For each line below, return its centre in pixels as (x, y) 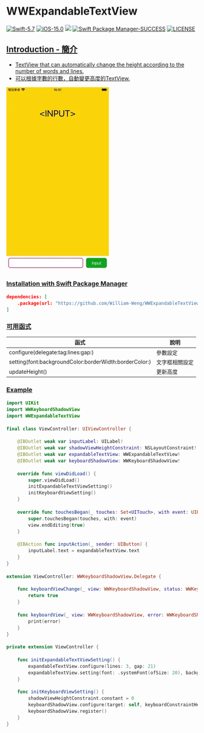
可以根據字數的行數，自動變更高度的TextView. (73, 78)
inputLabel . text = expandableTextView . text (84, 551)
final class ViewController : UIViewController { (69, 429)
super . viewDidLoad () (54, 480)
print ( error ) (45, 621)
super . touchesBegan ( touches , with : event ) (83, 519)
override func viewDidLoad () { (57, 474)
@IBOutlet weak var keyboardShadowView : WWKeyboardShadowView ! (99, 461)
